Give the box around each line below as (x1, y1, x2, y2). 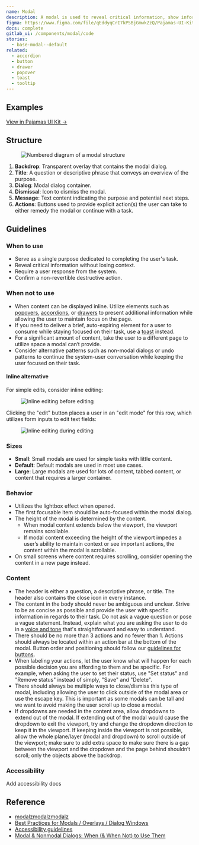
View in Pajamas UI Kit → (6, 118, 68, 125)
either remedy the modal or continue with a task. (14, 207, 133, 214)
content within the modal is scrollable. (23, 547, 117, 554)
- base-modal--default (11, 42, 68, 48)
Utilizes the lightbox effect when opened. (14, 502, 115, 509)
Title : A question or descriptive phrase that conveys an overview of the (14, 169, 188, 176)
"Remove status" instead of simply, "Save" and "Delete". (14, 676, 152, 683)
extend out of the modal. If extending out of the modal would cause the (14, 714, 188, 721)
